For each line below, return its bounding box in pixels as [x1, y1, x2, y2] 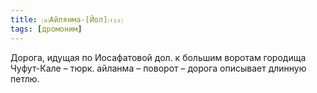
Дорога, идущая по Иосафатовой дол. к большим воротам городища [10, 51, 307, 63]
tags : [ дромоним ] [10, 24, 83, 34]
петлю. [10, 72, 40, 85]
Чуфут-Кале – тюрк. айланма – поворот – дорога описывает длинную [10, 62, 307, 74]
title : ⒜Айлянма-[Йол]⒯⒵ [10, 14, 123, 25]
